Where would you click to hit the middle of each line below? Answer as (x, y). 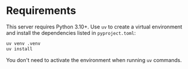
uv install (19, 49)
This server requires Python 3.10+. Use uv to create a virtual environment (94, 27)
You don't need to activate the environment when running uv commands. (94, 60)
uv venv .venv (23, 43)
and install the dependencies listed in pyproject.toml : (71, 32)
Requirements (41, 11)
